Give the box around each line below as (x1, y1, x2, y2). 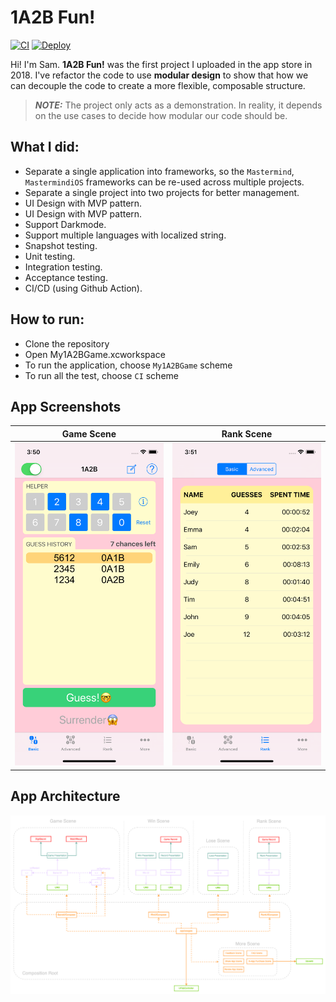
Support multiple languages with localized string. (24, 229, 227, 241)
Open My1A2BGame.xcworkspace (24, 348, 166, 360)
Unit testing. (24, 250, 76, 262)
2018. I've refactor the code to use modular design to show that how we (10, 69, 309, 81)
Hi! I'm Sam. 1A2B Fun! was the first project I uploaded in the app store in (10, 58, 313, 70)
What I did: (10, 139, 80, 156)
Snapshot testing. (24, 239, 98, 251)
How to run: (10, 311, 85, 328)
